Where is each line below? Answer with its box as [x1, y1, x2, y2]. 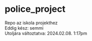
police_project [4, 3, 65, 15]
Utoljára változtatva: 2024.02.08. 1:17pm [4, 30, 87, 36]
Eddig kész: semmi [4, 25, 43, 31]
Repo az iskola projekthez [4, 20, 58, 26]
